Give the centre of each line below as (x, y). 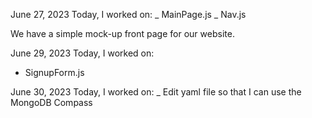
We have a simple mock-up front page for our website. (122, 33)
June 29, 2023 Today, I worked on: (82, 53)
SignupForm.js (54, 72)
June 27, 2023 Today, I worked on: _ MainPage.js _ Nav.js (128, 14)
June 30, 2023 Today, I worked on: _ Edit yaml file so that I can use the (156, 92)
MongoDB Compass (51, 102)
